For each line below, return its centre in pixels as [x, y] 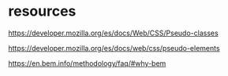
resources [42, 11]
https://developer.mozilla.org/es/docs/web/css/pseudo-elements [114, 48]
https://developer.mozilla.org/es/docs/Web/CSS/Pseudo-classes [113, 33]
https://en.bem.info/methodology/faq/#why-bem [87, 63]
